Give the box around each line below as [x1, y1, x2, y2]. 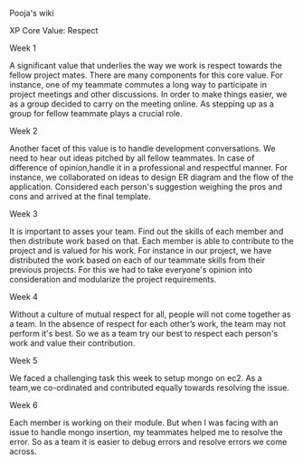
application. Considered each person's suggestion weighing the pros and [9, 181, 283, 192]
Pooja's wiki [9, 8, 54, 18]
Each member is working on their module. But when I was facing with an [9, 417, 279, 428]
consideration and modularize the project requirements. [9, 274, 217, 284]
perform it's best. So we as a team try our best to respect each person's [9, 329, 279, 339]
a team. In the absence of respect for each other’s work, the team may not [9, 319, 287, 329]
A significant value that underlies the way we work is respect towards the [9, 60, 283, 70]
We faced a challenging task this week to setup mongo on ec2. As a [9, 373, 262, 383]
